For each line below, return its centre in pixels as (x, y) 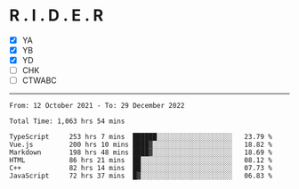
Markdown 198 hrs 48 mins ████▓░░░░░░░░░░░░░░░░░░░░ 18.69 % (141, 152)
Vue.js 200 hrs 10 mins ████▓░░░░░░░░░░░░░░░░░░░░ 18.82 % (141, 145)
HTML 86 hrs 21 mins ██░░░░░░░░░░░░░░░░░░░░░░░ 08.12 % (141, 160)
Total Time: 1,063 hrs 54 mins (67, 121)
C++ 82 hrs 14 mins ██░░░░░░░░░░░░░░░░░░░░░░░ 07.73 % (141, 168)
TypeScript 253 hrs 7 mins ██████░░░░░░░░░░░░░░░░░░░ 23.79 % (141, 137)
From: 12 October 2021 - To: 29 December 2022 (97, 106)
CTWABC (40, 80)
